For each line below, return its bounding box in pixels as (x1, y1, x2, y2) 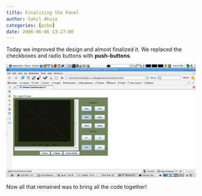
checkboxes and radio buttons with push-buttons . (6, 52, 132, 59)
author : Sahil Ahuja (6, 16, 58, 22)
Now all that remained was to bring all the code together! (6, 183, 147, 191)
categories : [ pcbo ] (6, 22, 55, 28)
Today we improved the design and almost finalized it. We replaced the (6, 46, 182, 53)
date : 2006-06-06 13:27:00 (6, 29, 74, 35)
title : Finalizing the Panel (6, 10, 79, 16)
